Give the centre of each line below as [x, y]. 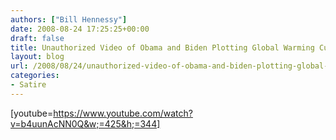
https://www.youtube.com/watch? [123, 113]
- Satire [28, 85]
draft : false [37, 38]
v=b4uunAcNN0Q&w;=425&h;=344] [85, 123]
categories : [35, 76]
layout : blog [37, 57]
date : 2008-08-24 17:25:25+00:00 [80, 29]
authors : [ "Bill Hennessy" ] [69, 19]
